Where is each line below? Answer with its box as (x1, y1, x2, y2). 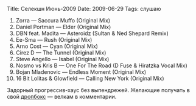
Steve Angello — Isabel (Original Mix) (15, 56, 110, 62)
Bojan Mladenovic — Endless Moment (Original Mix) (15, 68, 147, 75)
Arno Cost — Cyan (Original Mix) (15, 42, 98, 50)
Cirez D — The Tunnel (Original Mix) (15, 49, 107, 56)
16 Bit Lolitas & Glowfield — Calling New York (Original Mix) (15, 75, 164, 82)
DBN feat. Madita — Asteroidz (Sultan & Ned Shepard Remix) (15, 30, 169, 37)
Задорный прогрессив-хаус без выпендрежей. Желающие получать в (7, 87, 191, 93)
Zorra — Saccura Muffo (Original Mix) (15, 17, 111, 24)
